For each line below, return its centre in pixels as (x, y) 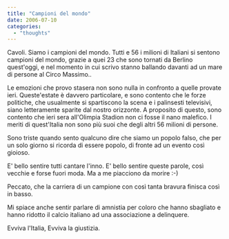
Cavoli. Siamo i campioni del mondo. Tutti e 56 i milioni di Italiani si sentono (114, 52)
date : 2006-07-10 (32, 20)
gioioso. (18, 153)
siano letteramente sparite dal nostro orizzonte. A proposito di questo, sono (114, 110)
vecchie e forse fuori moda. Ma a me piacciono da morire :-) (93, 173)
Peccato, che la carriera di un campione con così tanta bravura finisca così (113, 187)
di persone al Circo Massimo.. (49, 75)
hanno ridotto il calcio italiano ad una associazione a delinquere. (98, 215)
